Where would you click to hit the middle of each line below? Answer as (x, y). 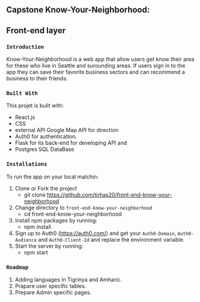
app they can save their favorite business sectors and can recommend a (95, 72)
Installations (27, 164)
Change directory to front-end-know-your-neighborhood (83, 207)
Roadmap (17, 267)
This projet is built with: (35, 105)
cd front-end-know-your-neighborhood (73, 214)
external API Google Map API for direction (67, 130)
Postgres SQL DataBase (44, 149)
